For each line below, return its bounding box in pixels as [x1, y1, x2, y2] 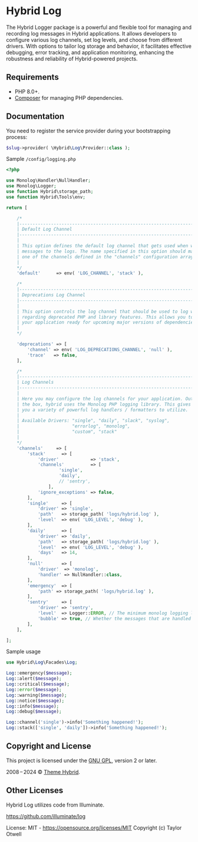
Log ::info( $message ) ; [6, 703, 60, 709]
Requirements [6, 72, 59, 82]
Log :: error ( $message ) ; [6, 686, 62, 692]
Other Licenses [6, 785, 64, 796]
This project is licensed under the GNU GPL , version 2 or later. [6, 757, 157, 764]
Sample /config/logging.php [6, 156, 77, 163]
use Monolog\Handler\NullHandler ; [6, 177, 91, 184]
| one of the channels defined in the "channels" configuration [16, 254, 178, 260]
